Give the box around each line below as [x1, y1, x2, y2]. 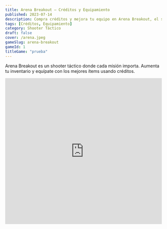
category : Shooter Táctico [5, 26, 61, 31]
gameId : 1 [5, 44, 26, 49]
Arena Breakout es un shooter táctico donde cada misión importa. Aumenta [5, 63, 160, 69]
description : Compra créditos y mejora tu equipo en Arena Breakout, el [5, 16, 159, 21]
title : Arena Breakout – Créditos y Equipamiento [5, 7, 110, 12]
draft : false [5, 30, 32, 35]
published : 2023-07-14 [5, 12, 52, 17]
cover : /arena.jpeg [5, 35, 46, 40]
